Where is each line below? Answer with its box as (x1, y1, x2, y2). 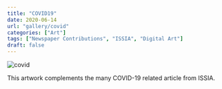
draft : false (7, 42, 45, 49)
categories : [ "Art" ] (7, 29, 67, 36)
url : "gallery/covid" (7, 23, 70, 29)
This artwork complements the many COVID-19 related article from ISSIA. (7, 74, 216, 82)
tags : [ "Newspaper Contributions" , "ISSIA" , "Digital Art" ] (7, 36, 184, 42)
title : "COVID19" (7, 10, 57, 17)
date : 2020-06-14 (7, 16, 57, 23)
